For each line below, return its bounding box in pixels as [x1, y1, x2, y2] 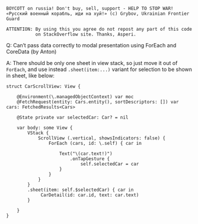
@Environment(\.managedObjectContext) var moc [17, 94, 134, 100]
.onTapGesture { [69, 156, 110, 162]
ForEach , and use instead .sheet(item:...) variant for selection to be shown [6, 66, 193, 73]
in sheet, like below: [6, 72, 55, 79]
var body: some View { [17, 125, 73, 131]
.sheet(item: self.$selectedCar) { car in [27, 187, 134, 193]
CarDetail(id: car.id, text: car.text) [40, 192, 139, 198]
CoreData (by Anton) [6, 48, 57, 55]
